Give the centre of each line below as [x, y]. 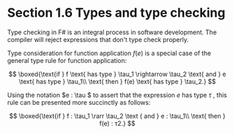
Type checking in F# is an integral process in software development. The [112, 32]
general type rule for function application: [67, 60]
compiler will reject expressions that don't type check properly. [98, 39]
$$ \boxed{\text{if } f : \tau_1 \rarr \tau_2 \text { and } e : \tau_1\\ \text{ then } [117, 116]
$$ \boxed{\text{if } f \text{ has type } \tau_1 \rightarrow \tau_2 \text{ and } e [117, 74]
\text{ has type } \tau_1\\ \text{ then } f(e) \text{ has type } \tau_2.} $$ [117, 81]
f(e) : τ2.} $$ [117, 123]
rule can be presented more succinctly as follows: [79, 102]
